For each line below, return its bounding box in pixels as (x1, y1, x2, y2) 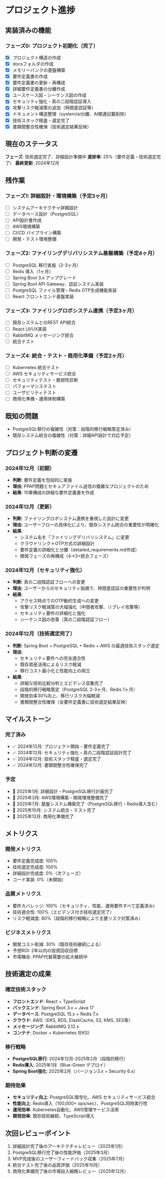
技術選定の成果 (5, 970, 51, 978)
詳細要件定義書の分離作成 (12, 86, 65, 92)
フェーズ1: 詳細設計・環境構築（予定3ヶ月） (5, 192, 111, 199)
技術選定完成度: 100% (12, 864, 57, 870)
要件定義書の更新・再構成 (12, 80, 65, 86)
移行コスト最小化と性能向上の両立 (19, 667, 90, 673)
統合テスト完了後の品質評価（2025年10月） (12, 1162, 102, 1168)
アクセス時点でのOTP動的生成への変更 (19, 598, 99, 604)
